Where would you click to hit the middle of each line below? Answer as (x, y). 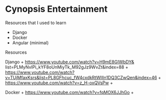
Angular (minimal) (30, 42)
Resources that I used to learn (36, 23)
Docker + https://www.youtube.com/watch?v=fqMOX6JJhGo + (69, 92)
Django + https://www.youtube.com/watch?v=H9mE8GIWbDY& (70, 62)
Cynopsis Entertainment (56, 9)
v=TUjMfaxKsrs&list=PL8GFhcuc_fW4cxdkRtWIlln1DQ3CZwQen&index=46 (81, 77)
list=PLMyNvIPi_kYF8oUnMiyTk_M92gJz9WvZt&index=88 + (67, 67)
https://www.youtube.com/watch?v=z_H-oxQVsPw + (59, 83)
